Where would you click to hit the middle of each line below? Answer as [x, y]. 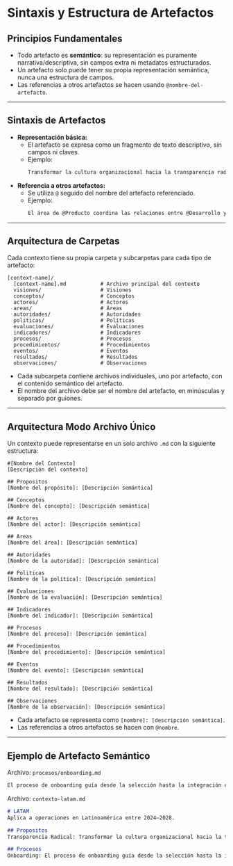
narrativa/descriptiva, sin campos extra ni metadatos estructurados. [114, 63]
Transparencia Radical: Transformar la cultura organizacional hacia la [114, 837]
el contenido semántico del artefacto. [71, 383]
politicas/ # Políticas [74, 321]
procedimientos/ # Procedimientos [82, 345]
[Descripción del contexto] [48, 470]
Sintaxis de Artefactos [57, 121]
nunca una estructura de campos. [66, 77]
